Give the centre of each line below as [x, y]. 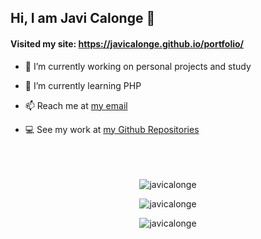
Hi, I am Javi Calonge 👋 [83, 18]
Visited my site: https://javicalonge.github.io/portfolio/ [127, 43]
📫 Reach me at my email [76, 105]
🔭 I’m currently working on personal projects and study [138, 66]
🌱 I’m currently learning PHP [83, 85]
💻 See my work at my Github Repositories [112, 129]
